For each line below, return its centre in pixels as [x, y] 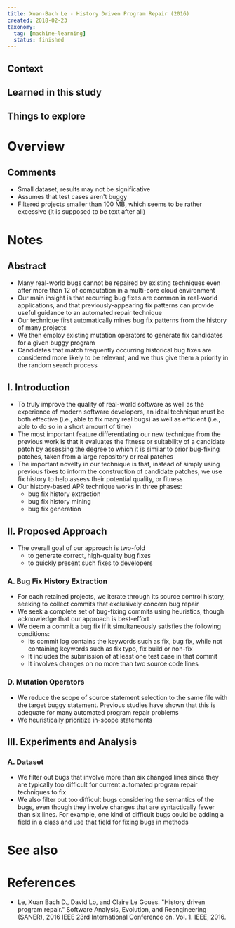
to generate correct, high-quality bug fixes [89, 555]
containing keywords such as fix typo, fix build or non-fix [110, 649]
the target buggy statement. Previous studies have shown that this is [116, 705]
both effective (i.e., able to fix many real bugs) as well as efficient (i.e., [119, 419]
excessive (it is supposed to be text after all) [81, 212]
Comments [32, 172]
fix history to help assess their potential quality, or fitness [100, 479]
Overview [36, 147]
